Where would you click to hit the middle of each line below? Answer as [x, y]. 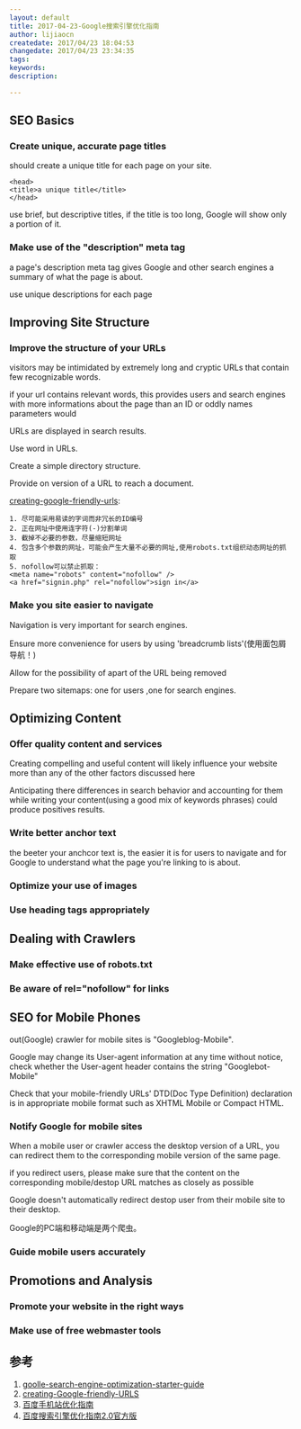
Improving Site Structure [80, 323]
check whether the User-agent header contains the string [116, 1066]
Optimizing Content [65, 719]
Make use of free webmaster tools [85, 1331]
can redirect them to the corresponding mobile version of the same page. [145, 1155]
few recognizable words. [55, 377]
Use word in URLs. [44, 449]
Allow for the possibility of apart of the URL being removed [118, 672]
